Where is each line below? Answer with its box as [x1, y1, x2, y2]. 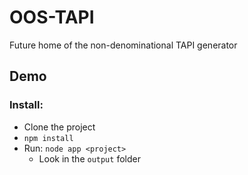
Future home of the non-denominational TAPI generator [9, 39, 238, 51]
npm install [23, 133, 74, 143]
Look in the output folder [38, 152, 141, 165]
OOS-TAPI [9, 6, 95, 29]
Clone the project [23, 121, 96, 133]
